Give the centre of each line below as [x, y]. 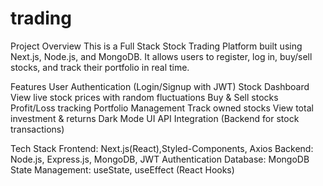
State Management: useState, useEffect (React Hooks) [122, 169]
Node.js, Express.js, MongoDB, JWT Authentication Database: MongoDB [160, 159]
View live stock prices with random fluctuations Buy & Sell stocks [144, 97]
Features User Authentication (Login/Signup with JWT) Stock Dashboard [160, 86]
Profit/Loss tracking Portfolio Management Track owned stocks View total [162, 108]
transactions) [37, 129]
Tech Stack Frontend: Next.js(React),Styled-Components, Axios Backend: [162, 148]
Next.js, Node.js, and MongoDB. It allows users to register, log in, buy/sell [161, 56]
